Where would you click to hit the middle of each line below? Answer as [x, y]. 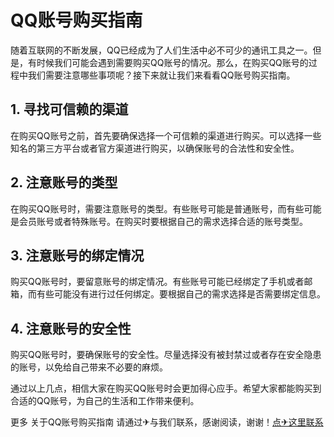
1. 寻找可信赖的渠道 [69, 109]
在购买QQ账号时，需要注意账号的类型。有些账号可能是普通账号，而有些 [157, 208]
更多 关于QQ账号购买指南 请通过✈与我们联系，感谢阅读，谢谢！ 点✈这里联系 [167, 422]
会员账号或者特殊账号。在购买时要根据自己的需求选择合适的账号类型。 [163, 221]
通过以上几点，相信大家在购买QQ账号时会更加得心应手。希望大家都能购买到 [166, 388]
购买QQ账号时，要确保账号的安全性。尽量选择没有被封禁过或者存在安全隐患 [166, 355]
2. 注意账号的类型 [64, 182]
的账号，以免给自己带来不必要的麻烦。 [89, 367]
